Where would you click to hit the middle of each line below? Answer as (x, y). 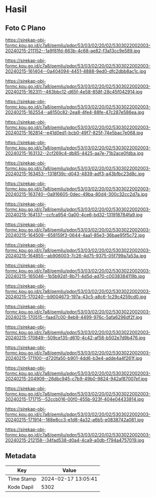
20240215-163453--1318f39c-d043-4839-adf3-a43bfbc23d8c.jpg (75, 174)
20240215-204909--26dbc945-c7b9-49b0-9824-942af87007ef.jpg (76, 379)
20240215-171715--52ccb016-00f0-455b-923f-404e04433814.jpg (75, 399)
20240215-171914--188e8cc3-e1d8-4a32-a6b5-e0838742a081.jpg (74, 420)
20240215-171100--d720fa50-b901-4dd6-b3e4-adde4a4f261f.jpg (74, 358)
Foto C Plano (25, 28)
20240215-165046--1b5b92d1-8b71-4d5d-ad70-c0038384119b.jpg (75, 276)
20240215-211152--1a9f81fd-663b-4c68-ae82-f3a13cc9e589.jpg (73, 51)
